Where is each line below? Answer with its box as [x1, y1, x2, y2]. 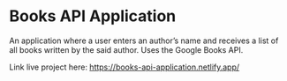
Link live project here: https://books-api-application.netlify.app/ [9, 62, 240, 72]
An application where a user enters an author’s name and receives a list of [9, 35, 279, 46]
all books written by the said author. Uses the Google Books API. [9, 44, 244, 55]
